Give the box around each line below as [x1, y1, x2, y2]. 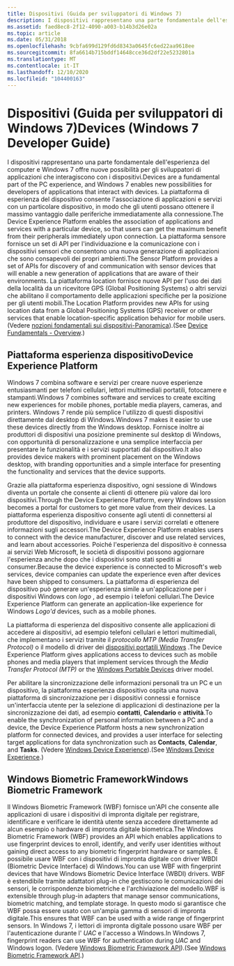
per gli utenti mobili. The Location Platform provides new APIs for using [7, 299, 210, 307]
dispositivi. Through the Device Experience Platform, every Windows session [7, 496, 226, 504]
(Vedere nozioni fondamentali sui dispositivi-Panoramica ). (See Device [7, 321, 208, 330]
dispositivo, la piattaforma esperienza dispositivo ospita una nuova [7, 686, 198, 695]
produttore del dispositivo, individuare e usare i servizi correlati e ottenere [7, 518, 219, 527]
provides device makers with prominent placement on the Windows [7, 453, 201, 461]
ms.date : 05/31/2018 [7, 36, 68, 43]
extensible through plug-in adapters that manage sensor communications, [7, 891, 220, 900]
